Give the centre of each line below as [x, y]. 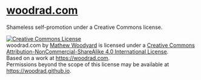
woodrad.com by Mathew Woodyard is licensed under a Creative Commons [101, 45]
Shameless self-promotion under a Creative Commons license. [84, 27]
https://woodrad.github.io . [39, 70]
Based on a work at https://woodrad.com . [58, 58]
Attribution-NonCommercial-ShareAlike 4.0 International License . [87, 51]
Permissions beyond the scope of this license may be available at [88, 64]
